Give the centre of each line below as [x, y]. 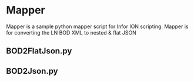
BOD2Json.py [32, 71]
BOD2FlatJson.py [39, 51]
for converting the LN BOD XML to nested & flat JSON [71, 32]
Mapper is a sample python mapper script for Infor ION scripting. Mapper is [97, 26]
